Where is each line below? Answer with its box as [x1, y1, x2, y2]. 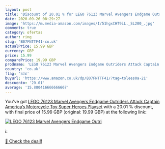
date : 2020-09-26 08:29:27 [5, 16, 60, 21]
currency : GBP [5, 48, 34, 53]
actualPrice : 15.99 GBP [5, 44, 54, 49]
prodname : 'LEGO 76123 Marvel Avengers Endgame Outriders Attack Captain [5, 62, 160, 67]
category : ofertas [5, 30, 43, 35]
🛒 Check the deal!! [5, 138, 43, 144]
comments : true [5, 26, 36, 30]
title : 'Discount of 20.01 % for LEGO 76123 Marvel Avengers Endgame [5, 12, 151, 17]
